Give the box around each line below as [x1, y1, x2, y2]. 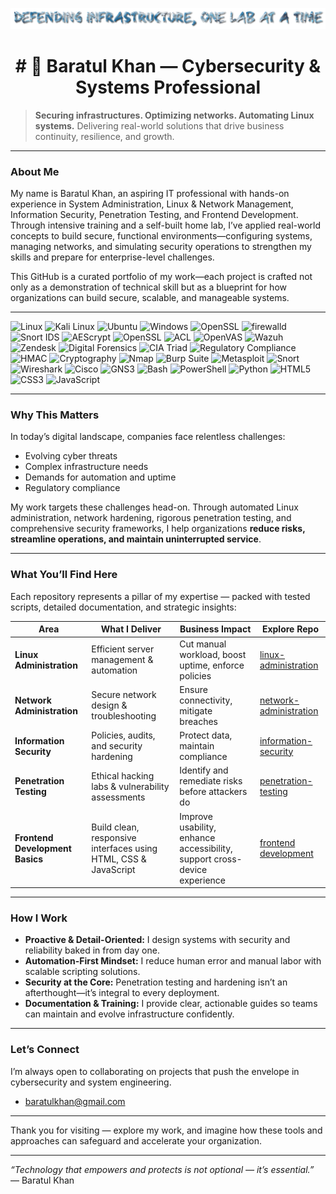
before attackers [179, 786, 248, 798]
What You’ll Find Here [10, 568, 118, 582]
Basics [14, 853, 44, 865]
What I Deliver [100, 623, 162, 635]
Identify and [179, 764, 229, 777]
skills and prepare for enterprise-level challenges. [10, 251, 215, 263]
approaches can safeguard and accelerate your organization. [10, 1134, 263, 1147]
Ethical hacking [91, 769, 155, 782]
